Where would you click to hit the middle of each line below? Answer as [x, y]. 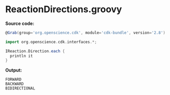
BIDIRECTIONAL [20, 88]
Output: [14, 70]
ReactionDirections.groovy [64, 9]
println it [21, 56]
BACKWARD [15, 84]
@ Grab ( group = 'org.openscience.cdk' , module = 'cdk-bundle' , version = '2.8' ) [86, 33]
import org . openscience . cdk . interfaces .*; [51, 42]
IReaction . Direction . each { [35, 51]
